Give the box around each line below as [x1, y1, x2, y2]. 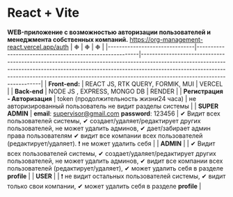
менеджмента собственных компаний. [7, 35, 129, 43]
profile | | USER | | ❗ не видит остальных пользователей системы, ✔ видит [7, 172, 226, 180]
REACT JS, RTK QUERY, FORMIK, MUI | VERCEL [85, 79, 223, 88]
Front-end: [48, 79, 81, 88]
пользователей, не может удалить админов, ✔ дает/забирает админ [7, 124, 211, 132]
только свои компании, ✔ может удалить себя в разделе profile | [7, 182, 202, 190]
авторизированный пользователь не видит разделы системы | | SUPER [7, 102, 219, 110]
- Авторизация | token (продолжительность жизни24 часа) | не [7, 94, 197, 102]
